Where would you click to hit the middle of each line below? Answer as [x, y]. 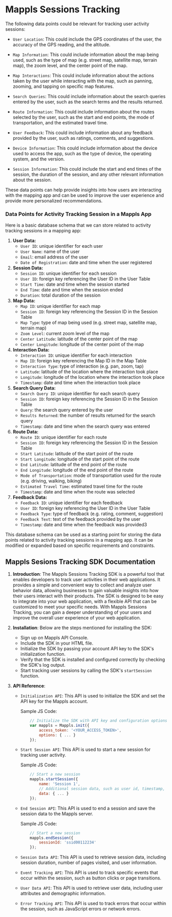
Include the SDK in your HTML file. [57, 643]
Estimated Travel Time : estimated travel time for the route [82, 486]
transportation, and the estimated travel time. [60, 122]
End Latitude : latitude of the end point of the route [73, 465]
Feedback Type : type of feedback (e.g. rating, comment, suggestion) [92, 514]
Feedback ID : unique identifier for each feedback [71, 503]
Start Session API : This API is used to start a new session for [85, 749]
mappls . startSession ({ [54, 779]
